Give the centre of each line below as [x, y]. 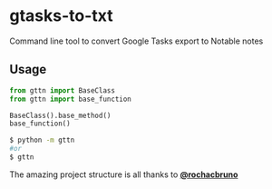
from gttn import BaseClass [63, 90]
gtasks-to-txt [61, 16]
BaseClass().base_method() [60, 115]
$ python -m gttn [42, 140]
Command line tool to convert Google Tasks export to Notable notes [136, 41]
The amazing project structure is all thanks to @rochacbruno [124, 174]
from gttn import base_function [70, 99]
